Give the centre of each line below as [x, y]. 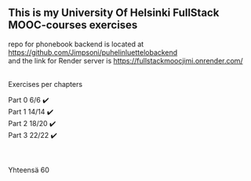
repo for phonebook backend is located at [76, 44]
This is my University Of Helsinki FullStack [114, 13]
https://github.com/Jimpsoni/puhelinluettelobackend [93, 52]
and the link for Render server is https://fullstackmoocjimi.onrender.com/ [125, 60]
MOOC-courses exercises [73, 25]
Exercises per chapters [45, 84]
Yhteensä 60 [29, 170]
